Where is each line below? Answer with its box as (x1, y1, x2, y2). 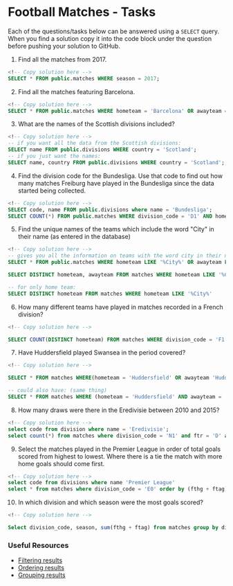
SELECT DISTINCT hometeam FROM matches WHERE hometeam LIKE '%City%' (8, 290, 213, 297)
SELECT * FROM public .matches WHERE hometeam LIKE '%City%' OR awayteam (8, 259, 222, 266)
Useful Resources (8, 540, 69, 550)
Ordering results (17, 564, 65, 572)
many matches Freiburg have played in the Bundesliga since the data (17, 179, 215, 187)
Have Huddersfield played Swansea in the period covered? (17, 348, 186, 357)
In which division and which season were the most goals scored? (17, 498, 203, 506)
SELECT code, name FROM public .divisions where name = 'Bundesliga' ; (8, 206, 213, 213)
